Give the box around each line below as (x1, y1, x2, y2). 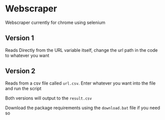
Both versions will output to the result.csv (5, 95, 92, 101)
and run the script (5, 85, 42, 91)
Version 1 (5, 34, 34, 42)
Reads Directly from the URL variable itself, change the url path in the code (5, 47, 158, 53)
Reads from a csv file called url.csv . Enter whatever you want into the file (5, 80, 156, 86)
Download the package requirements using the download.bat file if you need (5, 105, 160, 111)
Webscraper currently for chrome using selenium (5, 19, 106, 25)
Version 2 (5, 67, 36, 75)
